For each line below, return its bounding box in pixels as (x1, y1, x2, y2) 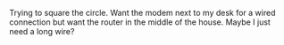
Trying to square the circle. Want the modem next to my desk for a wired (9, 8, 276, 18)
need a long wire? (9, 26, 75, 36)
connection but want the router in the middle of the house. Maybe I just (9, 17, 271, 27)
